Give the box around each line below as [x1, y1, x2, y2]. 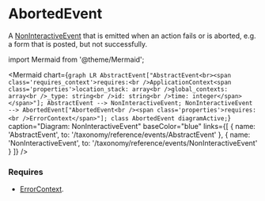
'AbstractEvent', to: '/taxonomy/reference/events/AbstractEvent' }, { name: [8, 130, 251, 139]
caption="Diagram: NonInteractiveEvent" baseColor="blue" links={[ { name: [8, 121, 256, 131]
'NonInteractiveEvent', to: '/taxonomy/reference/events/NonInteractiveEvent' [8, 138, 258, 147]
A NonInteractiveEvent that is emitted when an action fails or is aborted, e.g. [8, 31, 256, 40]
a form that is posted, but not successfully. [8, 39, 148, 48]
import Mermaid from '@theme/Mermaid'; [8, 55, 145, 64]
